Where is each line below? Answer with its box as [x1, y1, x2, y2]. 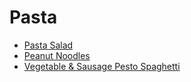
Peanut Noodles [23, 49, 91, 61]
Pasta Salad [23, 39, 74, 51]
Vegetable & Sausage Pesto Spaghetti [23, 60, 181, 72]
